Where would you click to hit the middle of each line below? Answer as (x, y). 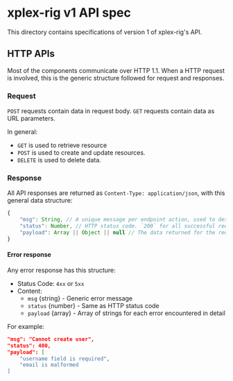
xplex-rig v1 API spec (69, 13)
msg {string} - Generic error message (80, 298)
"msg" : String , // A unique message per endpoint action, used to (118, 220)
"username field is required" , (65, 359)
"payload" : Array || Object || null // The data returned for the (118, 232)
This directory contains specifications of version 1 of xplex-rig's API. (105, 32)
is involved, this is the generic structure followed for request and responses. (116, 78)
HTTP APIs (31, 54)
